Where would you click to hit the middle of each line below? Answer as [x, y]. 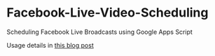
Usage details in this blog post [50, 45]
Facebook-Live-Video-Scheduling [107, 13]
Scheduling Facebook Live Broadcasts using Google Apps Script [100, 32]
